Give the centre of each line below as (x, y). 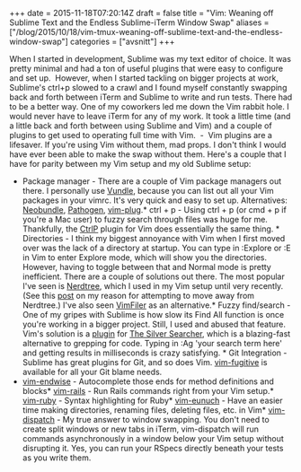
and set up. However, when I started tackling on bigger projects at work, (144, 78)
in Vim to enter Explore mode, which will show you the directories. (145, 258)
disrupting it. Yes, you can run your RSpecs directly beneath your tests (153, 448)
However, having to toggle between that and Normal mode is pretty (146, 267)
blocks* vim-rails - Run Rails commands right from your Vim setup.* (148, 391)
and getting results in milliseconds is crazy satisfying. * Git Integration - (155, 353)
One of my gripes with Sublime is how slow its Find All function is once (153, 315)
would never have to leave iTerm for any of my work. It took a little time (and (150, 116)
